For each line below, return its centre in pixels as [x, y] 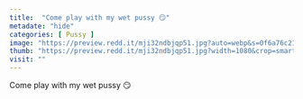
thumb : [22, 51]
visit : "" [28, 59]
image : [22, 43]
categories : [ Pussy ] [52, 34]
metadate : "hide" [42, 26]
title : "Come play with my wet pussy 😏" [90, 18]
